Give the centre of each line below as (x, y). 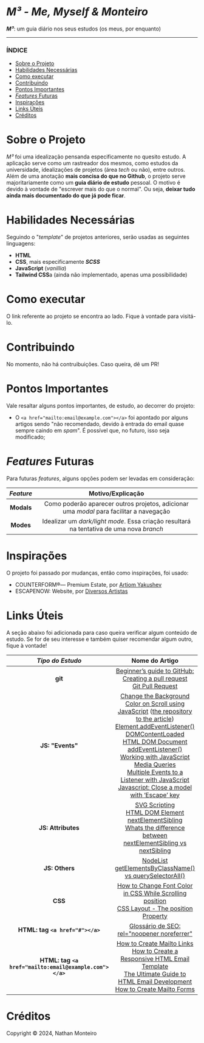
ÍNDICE (17, 50)
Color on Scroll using (155, 704)
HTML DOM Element (155, 812)
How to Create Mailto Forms (155, 989)
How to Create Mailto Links (155, 943)
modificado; (30, 437)
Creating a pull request (155, 678)
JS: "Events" (59, 745)
